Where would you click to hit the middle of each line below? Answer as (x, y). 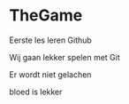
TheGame (46, 16)
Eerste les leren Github (51, 40)
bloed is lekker (36, 92)
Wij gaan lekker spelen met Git (65, 57)
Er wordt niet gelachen (50, 74)
